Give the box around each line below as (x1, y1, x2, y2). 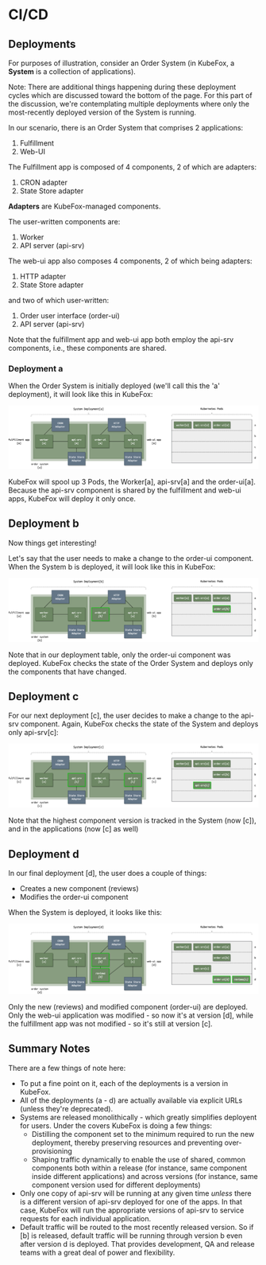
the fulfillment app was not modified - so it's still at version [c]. (8, 1018, 213, 1028)
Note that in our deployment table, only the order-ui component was (8, 650, 232, 660)
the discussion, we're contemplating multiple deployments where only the (8, 99, 250, 108)
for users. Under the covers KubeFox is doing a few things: (19, 1120, 213, 1131)
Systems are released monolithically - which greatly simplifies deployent (19, 1112, 257, 1122)
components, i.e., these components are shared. (8, 344, 167, 352)
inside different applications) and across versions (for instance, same (31, 1171, 258, 1181)
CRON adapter (19, 177, 67, 187)
